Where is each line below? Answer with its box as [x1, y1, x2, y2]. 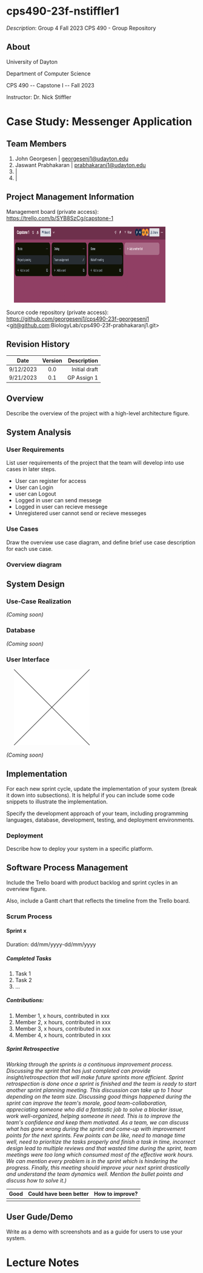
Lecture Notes [6, 1256, 79, 1270]
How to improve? [93, 1190, 138, 1198]
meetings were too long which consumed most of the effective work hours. [6, 1151, 194, 1158]
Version [42, 357, 62, 364]
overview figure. [6, 885, 47, 892]
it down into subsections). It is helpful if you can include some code [6, 791, 175, 799]
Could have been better [28, 1190, 89, 1198]
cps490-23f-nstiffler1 [6, 4, 119, 18]
